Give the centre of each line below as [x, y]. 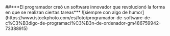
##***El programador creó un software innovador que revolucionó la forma [85, 7]
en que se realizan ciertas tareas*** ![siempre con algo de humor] [75, 12]
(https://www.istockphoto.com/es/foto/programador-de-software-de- [79, 18]
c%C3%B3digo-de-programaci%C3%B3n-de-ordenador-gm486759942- [83, 23]
